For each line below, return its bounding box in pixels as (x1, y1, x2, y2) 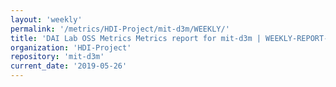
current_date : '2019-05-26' (10, 61, 128, 71)
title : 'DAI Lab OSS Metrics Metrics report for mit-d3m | (10, 33, 262, 43)
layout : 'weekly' (10, 14, 83, 25)
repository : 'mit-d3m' (10, 52, 105, 62)
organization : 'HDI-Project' (10, 42, 132, 53)
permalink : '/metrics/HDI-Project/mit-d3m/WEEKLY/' (10, 24, 230, 34)
